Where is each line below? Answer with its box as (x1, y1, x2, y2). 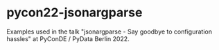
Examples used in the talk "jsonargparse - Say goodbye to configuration (6, 27, 213, 36)
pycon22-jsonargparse (6, 5, 143, 21)
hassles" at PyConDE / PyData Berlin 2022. (6, 34, 130, 42)
